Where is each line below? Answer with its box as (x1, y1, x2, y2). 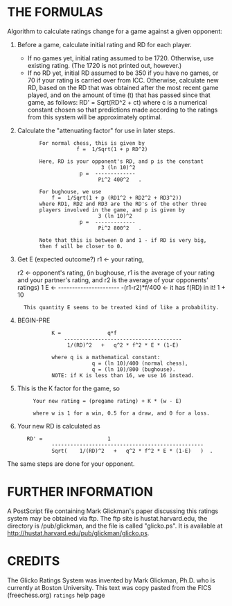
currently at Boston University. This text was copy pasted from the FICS (7, 583, 212, 591)
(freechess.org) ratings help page (7, 591, 105, 599)
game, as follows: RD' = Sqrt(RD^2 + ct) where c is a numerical (27, 98, 208, 106)
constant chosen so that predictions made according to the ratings (27, 105, 218, 114)
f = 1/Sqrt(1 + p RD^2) (75, 146, 148, 153)
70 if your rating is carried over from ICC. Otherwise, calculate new (27, 76, 220, 84)
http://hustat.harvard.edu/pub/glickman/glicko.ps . (7, 528, 150, 537)
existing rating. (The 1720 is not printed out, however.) (27, 61, 182, 69)
